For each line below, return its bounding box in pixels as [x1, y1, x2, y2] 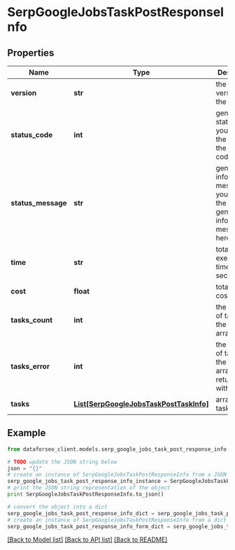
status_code [10, 130, 53, 140]
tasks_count [10, 315, 53, 325]
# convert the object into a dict [7, 503, 108, 510]
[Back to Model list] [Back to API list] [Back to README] [7, 535, 168, 544]
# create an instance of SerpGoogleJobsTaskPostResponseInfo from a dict [7, 516, 227, 523]
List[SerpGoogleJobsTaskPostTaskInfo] [73, 399, 209, 409]
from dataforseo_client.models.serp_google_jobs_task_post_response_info [7, 445, 227, 453]
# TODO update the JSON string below [7, 458, 117, 465]
